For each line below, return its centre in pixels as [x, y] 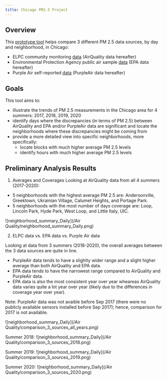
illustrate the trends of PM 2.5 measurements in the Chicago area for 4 [85, 110]
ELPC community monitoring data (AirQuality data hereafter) [74, 57]
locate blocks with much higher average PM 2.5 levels [75, 147]
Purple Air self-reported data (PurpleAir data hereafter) [69, 73]
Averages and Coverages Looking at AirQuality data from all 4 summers [86, 181]
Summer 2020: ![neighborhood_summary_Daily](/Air [59, 367]
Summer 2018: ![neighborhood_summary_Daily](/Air [58, 337]
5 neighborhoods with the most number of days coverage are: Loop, [83, 206]
